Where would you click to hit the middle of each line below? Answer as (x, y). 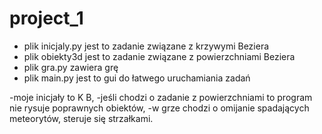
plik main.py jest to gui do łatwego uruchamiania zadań (137, 78)
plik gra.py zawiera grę (71, 67)
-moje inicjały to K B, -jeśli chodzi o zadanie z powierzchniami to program (161, 97)
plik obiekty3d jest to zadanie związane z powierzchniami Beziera (159, 56)
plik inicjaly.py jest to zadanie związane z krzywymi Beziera (146, 46)
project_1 (46, 18)
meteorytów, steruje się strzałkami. (81, 118)
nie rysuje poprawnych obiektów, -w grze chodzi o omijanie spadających (159, 108)
